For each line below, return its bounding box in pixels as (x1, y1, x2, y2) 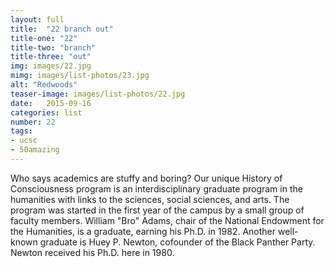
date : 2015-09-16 (10, 98, 92, 108)
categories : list (10, 107, 83, 118)
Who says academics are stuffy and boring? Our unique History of (10, 172, 283, 184)
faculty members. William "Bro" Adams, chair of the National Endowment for (10, 214, 325, 226)
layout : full (10, 14, 65, 25)
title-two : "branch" (10, 42, 97, 53)
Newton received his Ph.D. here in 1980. (10, 246, 175, 258)
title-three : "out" (10, 52, 92, 62)
